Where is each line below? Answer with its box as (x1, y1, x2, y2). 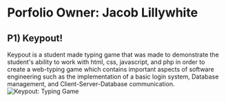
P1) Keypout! (7, 32, 63, 44)
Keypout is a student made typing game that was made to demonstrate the (7, 50, 219, 59)
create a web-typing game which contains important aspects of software (7, 65, 215, 73)
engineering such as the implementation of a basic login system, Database (7, 72, 219, 81)
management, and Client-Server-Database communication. (7, 80, 175, 88)
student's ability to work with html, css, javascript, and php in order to (7, 58, 205, 66)
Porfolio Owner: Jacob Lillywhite (7, 5, 198, 21)
